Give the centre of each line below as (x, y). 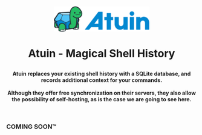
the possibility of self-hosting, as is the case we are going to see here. (102, 99)
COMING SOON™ (31, 127)
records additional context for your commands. (102, 80)
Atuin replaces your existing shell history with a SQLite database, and (102, 74)
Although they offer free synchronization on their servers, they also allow (102, 93)
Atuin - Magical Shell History (102, 54)
